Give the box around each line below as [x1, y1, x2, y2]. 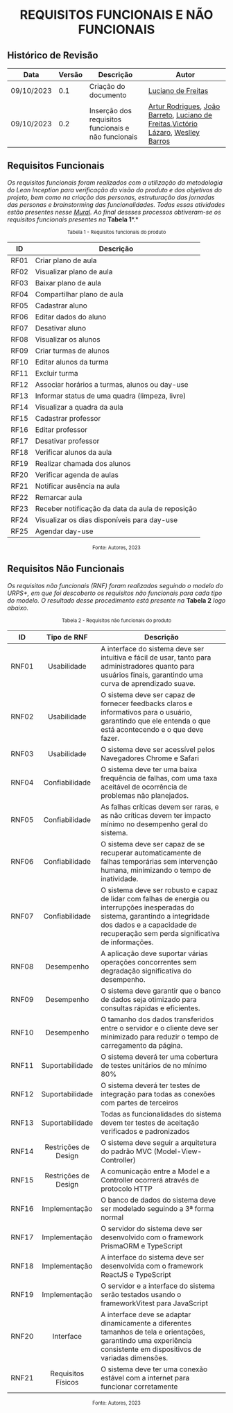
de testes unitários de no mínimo [100, 1060, 207, 1070]
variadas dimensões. [100, 1353, 169, 1362]
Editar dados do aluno [35, 312, 107, 321]
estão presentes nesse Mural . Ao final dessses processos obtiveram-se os [7, 208, 222, 216]
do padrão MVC [100, 1146, 153, 1156]
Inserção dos [89, 106, 132, 115]
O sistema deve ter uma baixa [100, 764, 198, 774]
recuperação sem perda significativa [100, 928, 221, 938]
